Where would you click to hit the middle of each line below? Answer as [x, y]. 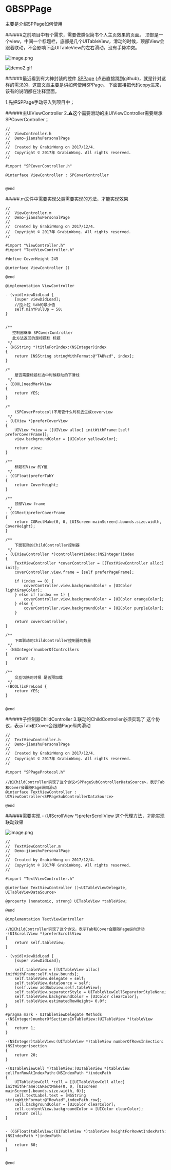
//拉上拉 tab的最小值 [35, 305]
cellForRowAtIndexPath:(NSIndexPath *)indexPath [58, 1073]
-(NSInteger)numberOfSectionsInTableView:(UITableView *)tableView [79, 1019]
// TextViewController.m [33, 846]
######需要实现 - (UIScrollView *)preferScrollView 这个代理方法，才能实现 [85, 816]
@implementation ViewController [40, 286]
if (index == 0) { [34, 581]
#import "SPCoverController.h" [39, 166]
